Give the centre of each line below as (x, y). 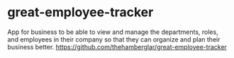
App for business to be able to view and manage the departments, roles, (113, 32)
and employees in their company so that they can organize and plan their (114, 39)
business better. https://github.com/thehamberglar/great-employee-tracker (117, 47)
